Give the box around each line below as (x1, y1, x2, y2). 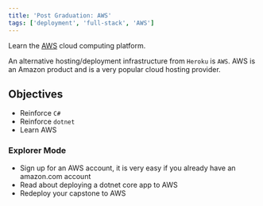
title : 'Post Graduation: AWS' (8, 11, 112, 20)
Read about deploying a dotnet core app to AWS (19, 180, 178, 189)
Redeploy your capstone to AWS (19, 188, 126, 198)
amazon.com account (19, 171, 91, 181)
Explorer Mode (8, 145, 67, 156)
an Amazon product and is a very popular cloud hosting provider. (8, 64, 221, 74)
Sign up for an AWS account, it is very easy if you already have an (19, 163, 236, 173)
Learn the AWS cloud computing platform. (8, 40, 146, 50)
